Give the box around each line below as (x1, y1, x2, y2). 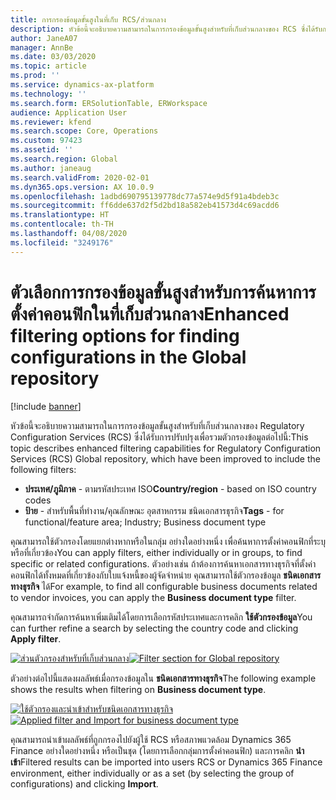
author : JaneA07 (10, 33, 78, 43)
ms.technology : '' (10, 89, 87, 99)
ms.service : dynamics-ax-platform (10, 80, 155, 90)
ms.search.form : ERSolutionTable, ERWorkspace (10, 98, 208, 108)
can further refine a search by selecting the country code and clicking (10, 622, 299, 634)
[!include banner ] (10, 400, 82, 412)
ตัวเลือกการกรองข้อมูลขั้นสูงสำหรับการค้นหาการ (10, 281, 317, 303)
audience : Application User (10, 107, 128, 118)
